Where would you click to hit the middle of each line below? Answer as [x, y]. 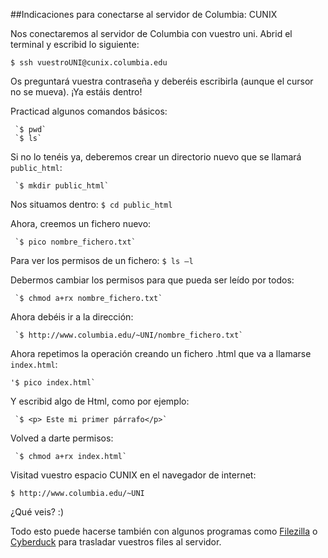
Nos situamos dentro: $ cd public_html [91, 204]
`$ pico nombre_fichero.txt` [75, 242]
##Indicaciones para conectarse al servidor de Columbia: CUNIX [144, 14]
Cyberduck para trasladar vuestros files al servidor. [116, 542]
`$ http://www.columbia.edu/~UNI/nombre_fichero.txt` [129, 335]
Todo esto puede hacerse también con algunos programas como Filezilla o [164, 531]
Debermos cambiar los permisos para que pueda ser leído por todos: [152, 280]
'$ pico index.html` [53, 383]
